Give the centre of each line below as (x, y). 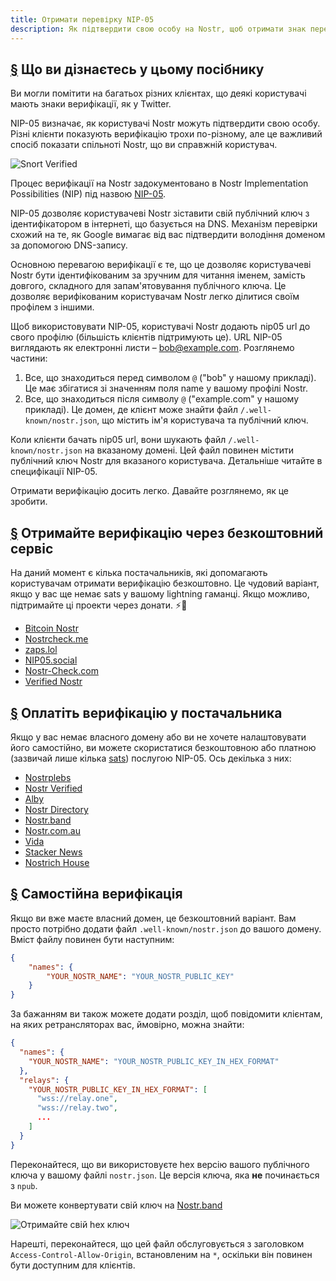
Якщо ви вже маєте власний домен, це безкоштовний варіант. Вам (153, 918)
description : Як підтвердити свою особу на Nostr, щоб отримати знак (158, 29)
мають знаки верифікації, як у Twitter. (91, 104)
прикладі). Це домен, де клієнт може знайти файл (131, 410)
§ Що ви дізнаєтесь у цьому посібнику (137, 69)
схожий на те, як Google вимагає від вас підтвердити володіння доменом (168, 235)
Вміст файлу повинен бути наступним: (92, 939)
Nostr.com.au (52, 830)
